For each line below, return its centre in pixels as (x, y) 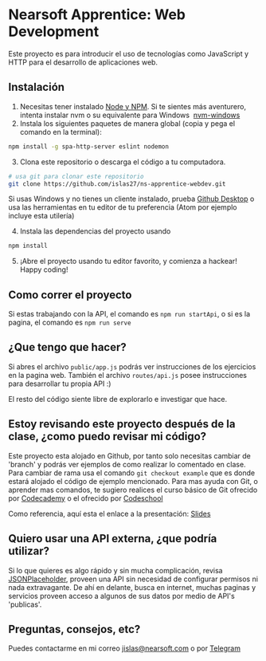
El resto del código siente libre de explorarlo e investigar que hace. (118, 399)
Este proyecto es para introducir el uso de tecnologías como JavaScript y (129, 53)
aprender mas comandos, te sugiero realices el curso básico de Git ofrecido (133, 490)
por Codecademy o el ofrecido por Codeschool (86, 498)
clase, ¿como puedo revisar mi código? (108, 437)
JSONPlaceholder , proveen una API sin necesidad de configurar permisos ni (133, 579)
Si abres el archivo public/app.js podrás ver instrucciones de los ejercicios (132, 366)
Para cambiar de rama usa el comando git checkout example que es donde (132, 473)
